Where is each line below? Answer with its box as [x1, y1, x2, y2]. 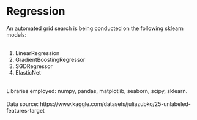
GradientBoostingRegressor [15, 56, 86, 63]
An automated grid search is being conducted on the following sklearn [6, 24, 184, 32]
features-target [6, 107, 45, 114]
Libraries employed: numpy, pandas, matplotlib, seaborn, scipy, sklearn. [6, 87, 188, 94]
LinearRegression [15, 49, 60, 56]
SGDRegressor [15, 62, 53, 70]
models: [6, 31, 27, 38]
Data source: [6, 100, 39, 108]
